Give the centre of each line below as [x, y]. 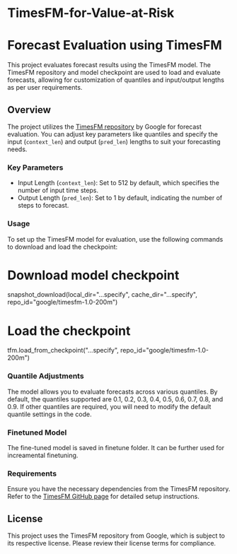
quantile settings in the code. [50, 414]
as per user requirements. [45, 88]
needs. [17, 149]
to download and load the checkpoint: [63, 247]
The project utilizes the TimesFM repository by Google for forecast [104, 126]
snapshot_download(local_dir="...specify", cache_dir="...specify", [103, 295]
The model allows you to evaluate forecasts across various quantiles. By [112, 391]
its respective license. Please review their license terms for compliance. [112, 543]
